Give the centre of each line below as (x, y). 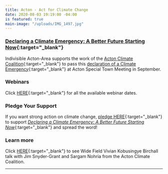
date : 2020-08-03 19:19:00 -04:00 (41, 14)
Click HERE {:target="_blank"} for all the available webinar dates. (71, 92)
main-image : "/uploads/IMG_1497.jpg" (44, 24)
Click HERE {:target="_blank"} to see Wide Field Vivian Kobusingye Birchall (82, 151)
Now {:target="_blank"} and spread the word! (51, 127)
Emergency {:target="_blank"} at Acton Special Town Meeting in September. (83, 69)
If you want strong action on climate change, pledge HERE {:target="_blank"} (84, 117)
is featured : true (24, 19)
